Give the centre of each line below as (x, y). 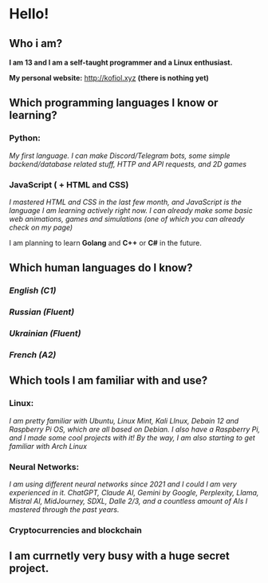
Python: (25, 138)
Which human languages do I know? (101, 268)
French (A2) (33, 355)
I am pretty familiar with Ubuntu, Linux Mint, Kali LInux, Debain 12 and (124, 420)
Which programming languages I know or (114, 103)
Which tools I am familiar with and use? (108, 381)
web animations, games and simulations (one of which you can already (127, 219)
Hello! (29, 14)
